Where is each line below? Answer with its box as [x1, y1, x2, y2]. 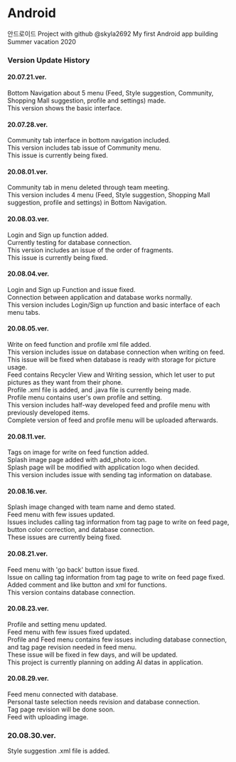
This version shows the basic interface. [7, 104, 123, 113]
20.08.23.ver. [7, 604, 50, 613]
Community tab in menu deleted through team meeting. [7, 183, 170, 192]
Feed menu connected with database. [7, 690, 119, 699]
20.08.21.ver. [7, 550, 48, 558]
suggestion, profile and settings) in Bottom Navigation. [7, 198, 167, 207]
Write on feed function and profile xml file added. [7, 340, 151, 349]
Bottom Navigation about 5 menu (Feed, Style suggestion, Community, [7, 89, 214, 98]
